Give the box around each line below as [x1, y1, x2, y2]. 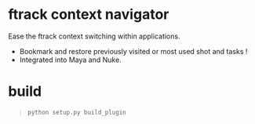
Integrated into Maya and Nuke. [19, 55, 122, 64]
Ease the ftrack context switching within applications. [8, 31, 180, 41]
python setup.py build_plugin [27, 108, 127, 116]
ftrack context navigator [8, 5, 169, 24]
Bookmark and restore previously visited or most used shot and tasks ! [19, 46, 248, 56]
